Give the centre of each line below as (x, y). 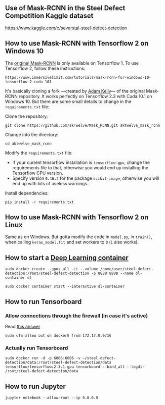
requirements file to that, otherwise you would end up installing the (80, 167)
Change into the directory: (32, 134)
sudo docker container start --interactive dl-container (65, 287)
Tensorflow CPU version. (38, 173)
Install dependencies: (27, 193)
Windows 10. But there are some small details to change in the (68, 101)
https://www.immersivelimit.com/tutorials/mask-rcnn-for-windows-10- (78, 77)
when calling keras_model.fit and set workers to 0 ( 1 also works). (72, 242)
